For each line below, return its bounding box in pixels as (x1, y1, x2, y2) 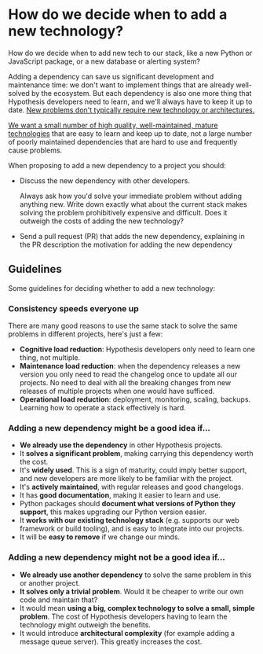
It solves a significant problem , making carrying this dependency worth (19, 449, 254, 458)
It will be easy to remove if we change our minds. (19, 532, 181, 542)
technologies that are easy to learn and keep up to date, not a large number (8, 128, 253, 138)
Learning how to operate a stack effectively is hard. (19, 403, 186, 413)
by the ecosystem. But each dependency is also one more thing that (31, 88, 252, 97)
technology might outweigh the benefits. (19, 619, 152, 630)
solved (8, 88, 30, 97)
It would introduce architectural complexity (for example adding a (19, 628, 236, 637)
